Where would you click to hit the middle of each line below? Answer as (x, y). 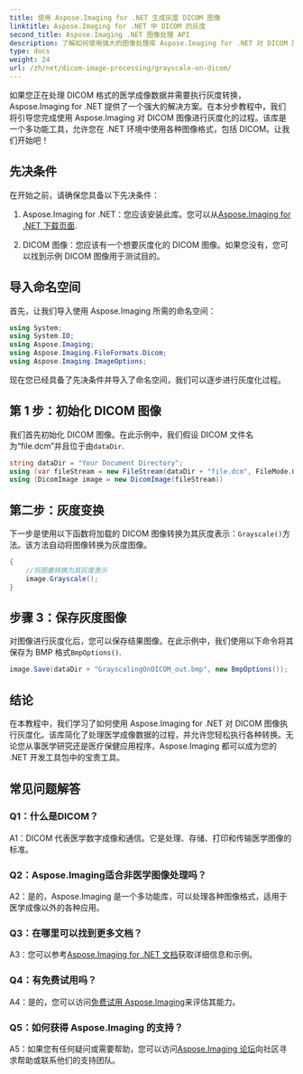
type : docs (30, 52)
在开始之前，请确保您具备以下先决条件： (84, 194)
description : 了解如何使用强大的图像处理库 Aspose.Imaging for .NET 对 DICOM (149, 43)
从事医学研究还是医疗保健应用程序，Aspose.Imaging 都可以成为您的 (151, 746)
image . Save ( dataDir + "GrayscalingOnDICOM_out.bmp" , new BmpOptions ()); (149, 670)
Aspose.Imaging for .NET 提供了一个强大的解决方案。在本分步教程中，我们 (148, 106)
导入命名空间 (45, 287)
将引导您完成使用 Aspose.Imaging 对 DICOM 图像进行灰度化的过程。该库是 (148, 118)
